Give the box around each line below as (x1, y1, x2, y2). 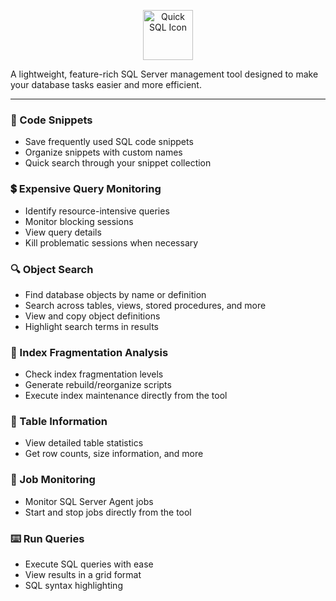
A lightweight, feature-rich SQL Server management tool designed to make (10, 68, 319, 80)
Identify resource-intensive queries (24, 205, 170, 217)
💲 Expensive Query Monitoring (10, 182, 162, 196)
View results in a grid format (24, 569, 142, 581)
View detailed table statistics (24, 437, 144, 449)
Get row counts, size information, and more (24, 448, 204, 460)
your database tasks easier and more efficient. (10, 79, 202, 90)
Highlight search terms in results (24, 320, 160, 332)
